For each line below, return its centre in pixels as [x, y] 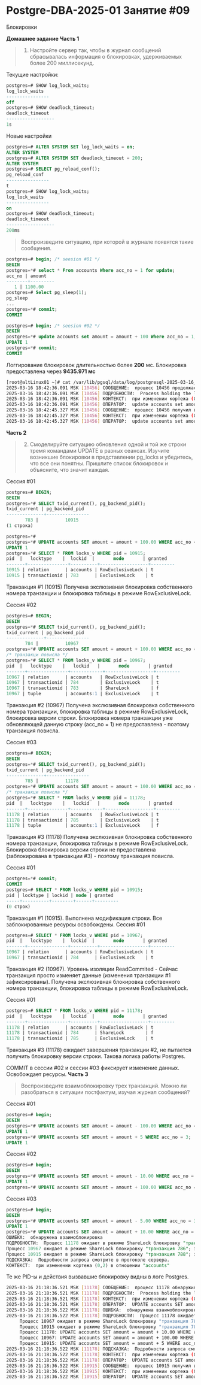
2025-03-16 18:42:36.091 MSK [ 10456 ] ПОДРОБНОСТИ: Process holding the [99, 393]
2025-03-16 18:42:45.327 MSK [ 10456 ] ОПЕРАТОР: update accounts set [95, 421]
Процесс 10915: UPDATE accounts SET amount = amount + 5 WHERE [100, 1344]
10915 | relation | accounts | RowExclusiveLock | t [80, 570]
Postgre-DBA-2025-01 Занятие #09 [98, 10]
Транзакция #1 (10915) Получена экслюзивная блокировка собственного [99, 587]
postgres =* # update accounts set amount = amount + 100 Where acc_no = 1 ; [101, 337]
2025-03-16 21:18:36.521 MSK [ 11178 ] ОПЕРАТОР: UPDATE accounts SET [95, 1305]
